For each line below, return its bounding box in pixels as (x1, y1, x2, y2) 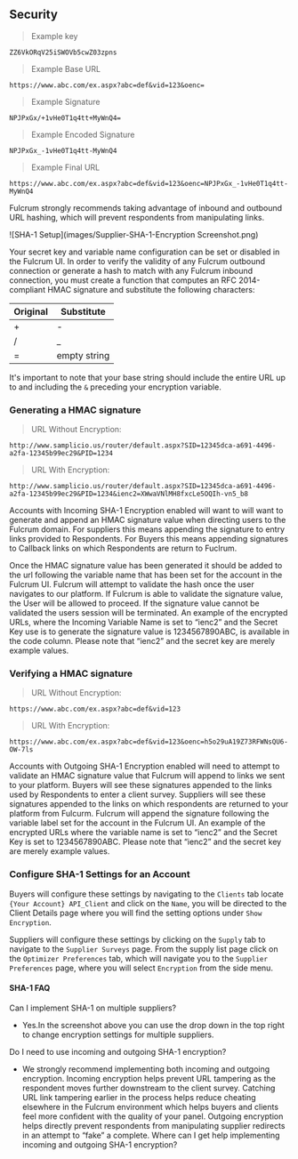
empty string (56, 349, 110, 361)
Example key (30, 30, 78, 41)
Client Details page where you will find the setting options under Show (9, 907, 262, 918)
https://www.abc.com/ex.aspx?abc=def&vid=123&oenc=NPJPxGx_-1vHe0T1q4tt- (9, 179, 289, 188)
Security (9, 7, 58, 22)
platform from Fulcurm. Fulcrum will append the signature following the (9, 809, 270, 819)
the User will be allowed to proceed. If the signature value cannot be (9, 598, 260, 608)
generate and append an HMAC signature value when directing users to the (9, 515, 286, 526)
